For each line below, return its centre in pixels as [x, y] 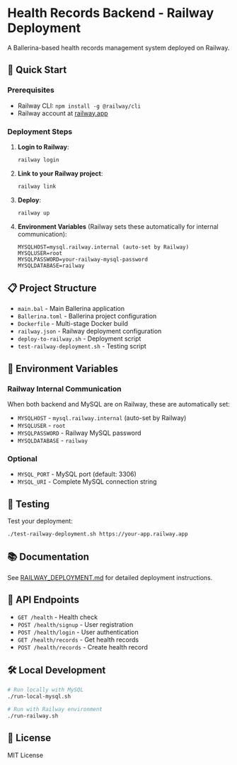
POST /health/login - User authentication [78, 632]
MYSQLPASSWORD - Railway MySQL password [79, 433]
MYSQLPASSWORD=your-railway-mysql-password [83, 259]
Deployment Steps [40, 131]
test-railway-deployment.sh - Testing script [82, 346]
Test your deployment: [40, 521]
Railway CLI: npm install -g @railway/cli [79, 106]
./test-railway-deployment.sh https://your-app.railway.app [98, 534]
